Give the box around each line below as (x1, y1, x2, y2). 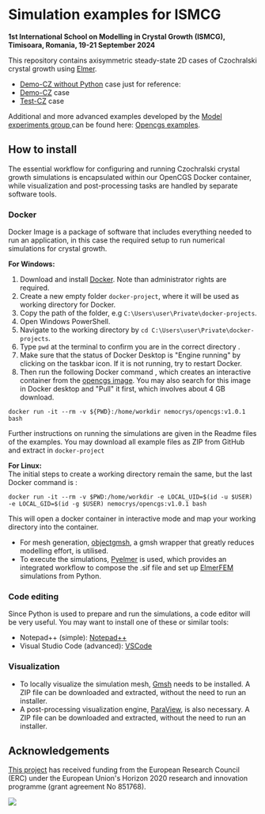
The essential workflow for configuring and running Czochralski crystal (8, 164, 240, 174)
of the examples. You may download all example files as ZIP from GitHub (8, 438, 245, 447)
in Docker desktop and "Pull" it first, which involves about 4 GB (19, 384, 225, 394)
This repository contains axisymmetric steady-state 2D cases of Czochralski (8, 55, 257, 65)
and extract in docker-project (8, 445, 105, 455)
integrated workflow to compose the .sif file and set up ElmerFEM (19, 563, 234, 572)
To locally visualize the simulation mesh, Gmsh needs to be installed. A (19, 679, 251, 689)
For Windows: (8, 259, 55, 269)
